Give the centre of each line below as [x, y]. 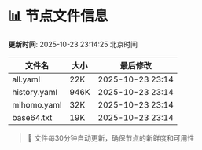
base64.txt [32, 117]
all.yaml [26, 79]
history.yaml [35, 92]
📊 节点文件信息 [58, 16]
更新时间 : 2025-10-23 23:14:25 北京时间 [73, 44]
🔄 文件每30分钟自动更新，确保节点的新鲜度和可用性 [111, 137]
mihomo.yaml [37, 104]
